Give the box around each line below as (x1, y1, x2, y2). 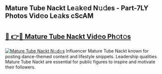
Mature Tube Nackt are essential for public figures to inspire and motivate (5, 59, 156, 65)
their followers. (5, 64, 36, 70)
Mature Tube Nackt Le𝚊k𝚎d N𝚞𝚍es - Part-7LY (5, 4, 149, 12)
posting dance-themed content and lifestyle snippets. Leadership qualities (5, 54, 157, 59)
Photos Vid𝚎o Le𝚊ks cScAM (5, 12, 94, 20)
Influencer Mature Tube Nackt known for (66, 48, 149, 54)
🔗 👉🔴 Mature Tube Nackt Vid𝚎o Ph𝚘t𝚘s (5, 32, 131, 41)
